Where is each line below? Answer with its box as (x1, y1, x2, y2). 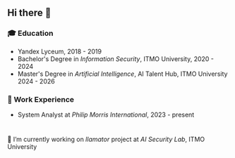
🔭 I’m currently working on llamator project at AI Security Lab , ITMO (7, 135, 205, 144)
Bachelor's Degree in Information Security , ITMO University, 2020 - (17, 54, 214, 63)
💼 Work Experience (7, 94, 75, 104)
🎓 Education (7, 29, 54, 39)
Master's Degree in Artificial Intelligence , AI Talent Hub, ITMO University (17, 70, 228, 78)
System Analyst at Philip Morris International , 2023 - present (17, 110, 195, 119)
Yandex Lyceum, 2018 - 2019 (17, 47, 102, 55)
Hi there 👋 (7, 7, 52, 19)
